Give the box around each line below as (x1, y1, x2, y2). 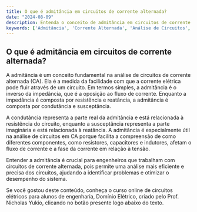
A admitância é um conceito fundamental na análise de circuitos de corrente (6, 72, 191, 79)
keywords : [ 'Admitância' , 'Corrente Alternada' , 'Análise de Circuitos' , (6, 25, 191, 31)
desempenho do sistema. (6, 176, 68, 183)
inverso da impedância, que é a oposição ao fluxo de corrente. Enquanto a (6, 90, 186, 97)
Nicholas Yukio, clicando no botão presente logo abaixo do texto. (6, 199, 164, 206)
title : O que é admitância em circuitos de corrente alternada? (6, 8, 167, 15)
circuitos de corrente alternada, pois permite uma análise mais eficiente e (6, 163, 184, 170)
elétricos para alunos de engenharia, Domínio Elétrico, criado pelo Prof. (6, 193, 179, 200)
